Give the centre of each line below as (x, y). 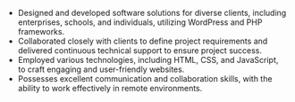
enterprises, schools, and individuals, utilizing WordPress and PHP (140, 22)
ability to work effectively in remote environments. (110, 88)
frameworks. (41, 31)
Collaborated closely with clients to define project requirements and (143, 41)
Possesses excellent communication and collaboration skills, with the (145, 78)
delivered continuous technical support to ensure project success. (139, 51)
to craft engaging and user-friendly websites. (101, 69)
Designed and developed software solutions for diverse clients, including (152, 13)
